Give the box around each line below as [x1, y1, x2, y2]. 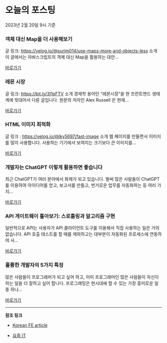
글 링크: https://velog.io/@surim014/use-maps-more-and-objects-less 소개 [5, 48, 158, 54]
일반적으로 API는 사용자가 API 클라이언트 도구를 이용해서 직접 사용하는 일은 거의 [5, 225, 160, 231]
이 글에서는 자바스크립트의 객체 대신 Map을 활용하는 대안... [5, 54, 119, 60]
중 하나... [5, 286, 22, 292]
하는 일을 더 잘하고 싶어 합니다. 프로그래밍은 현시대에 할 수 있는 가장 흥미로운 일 [5, 280, 159, 286]
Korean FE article [12, 322, 48, 328]
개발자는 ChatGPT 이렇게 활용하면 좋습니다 [5, 164, 103, 171]
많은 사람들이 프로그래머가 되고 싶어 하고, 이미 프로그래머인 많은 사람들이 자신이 [5, 274, 159, 280]
